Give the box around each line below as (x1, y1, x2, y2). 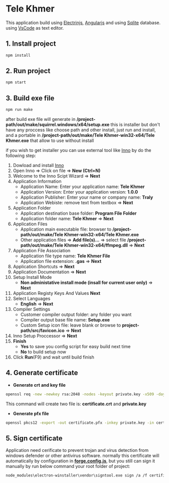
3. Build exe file (6, 94, 55, 102)
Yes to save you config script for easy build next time (20, 344, 131, 349)
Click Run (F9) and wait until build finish (13, 354, 94, 360)
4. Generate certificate (6, 369, 78, 377)
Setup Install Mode (13, 274, 52, 280)
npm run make (6, 107, 33, 112)
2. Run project (6, 67, 51, 75)
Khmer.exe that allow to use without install (6, 137, 94, 143)
